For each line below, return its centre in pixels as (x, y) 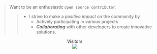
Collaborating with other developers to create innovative (94, 27)
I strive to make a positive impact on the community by (84, 16)
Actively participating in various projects (77, 22)
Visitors (75, 41)
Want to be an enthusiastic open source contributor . (63, 7)
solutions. (46, 32)
